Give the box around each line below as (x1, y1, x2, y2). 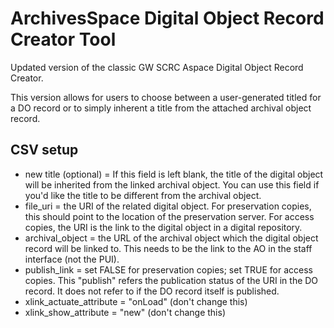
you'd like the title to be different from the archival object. (24, 189, 262, 201)
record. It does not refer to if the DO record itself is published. (24, 285, 280, 297)
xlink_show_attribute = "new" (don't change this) (24, 306, 226, 318)
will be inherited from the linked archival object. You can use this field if (24, 178, 320, 191)
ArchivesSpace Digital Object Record (10, 7, 325, 30)
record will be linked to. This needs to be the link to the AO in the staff (24, 242, 313, 254)
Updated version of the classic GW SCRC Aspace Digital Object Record (10, 61, 304, 73)
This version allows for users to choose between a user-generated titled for (10, 91, 322, 103)
